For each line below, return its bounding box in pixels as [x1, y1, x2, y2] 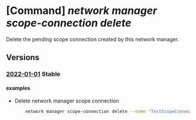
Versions [6, 52, 40, 62]
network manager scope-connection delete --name [25, 109, 146, 115]
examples [6, 84, 30, 91]
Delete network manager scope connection [14, 97, 119, 104]
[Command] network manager [6, 4, 157, 17]
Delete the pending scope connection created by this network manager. [6, 36, 180, 43]
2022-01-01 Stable [6, 70, 61, 78]
